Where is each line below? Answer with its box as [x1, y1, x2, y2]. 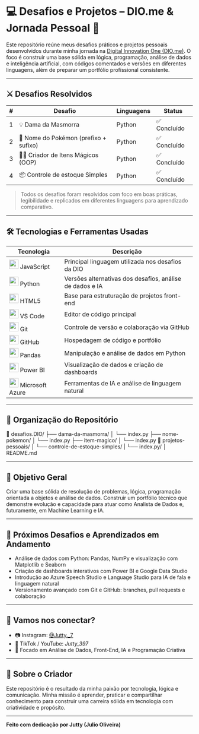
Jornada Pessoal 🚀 [6, 21, 99, 35]
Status [163, 106, 182, 115]
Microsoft [20, 381, 47, 389]
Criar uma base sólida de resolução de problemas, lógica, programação [6, 488, 181, 495]
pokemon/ [6, 437, 31, 444]
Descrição [112, 247, 142, 255]
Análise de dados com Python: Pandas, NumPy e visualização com [14, 555, 178, 562]
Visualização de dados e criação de [64, 360, 163, 369]
